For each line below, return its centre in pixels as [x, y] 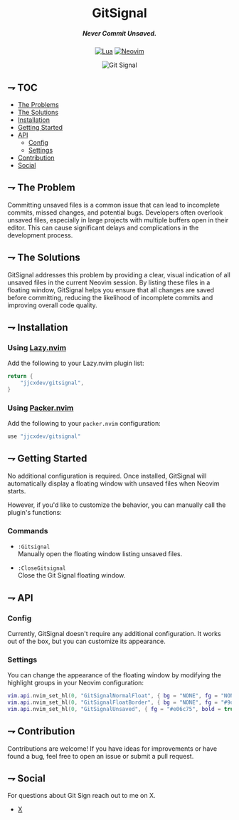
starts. [17, 491]
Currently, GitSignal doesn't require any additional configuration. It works [115, 633]
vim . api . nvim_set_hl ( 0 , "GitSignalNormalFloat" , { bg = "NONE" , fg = [113, 696]
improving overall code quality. [52, 305]
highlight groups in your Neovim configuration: [76, 683]
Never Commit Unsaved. [119, 33]
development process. [40, 235]
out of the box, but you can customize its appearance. [86, 641]
